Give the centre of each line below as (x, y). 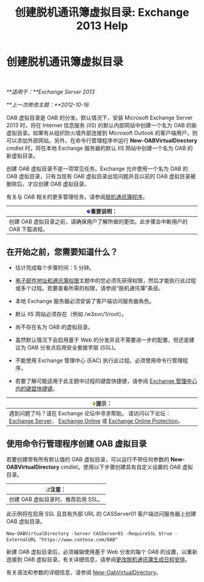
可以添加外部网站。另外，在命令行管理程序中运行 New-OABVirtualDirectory (102, 140)
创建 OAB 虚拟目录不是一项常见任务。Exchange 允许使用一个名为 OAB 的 (97, 169)
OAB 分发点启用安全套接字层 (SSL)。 (73, 347)
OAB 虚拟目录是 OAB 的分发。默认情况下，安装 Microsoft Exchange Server (100, 117)
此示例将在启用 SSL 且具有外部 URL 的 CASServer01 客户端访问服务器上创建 (101, 514)
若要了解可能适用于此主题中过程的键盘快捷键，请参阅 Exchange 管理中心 (106, 381)
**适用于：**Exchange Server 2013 (51, 91)
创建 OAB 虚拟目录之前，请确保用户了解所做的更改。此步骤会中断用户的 (98, 221)
